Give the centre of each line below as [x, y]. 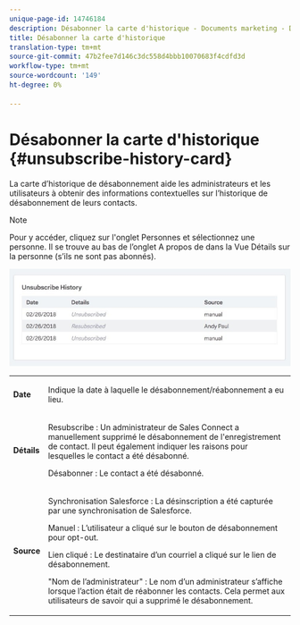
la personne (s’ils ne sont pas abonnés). [83, 256]
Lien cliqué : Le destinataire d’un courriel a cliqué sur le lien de [162, 555]
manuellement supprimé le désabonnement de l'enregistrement [164, 437]
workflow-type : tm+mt [50, 66]
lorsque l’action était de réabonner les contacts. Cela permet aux [167, 591]
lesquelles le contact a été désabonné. [118, 456]
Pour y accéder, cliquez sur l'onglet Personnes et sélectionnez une [132, 237]
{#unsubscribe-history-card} [121, 159]
